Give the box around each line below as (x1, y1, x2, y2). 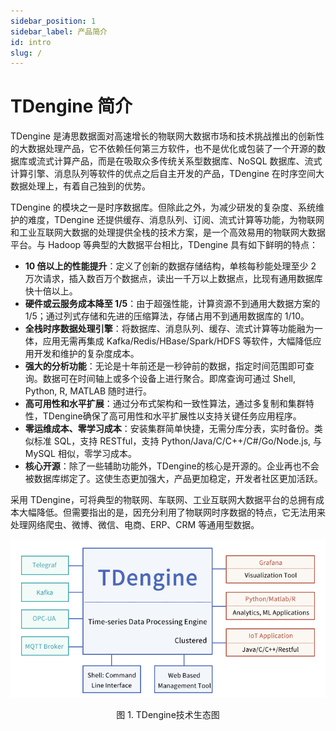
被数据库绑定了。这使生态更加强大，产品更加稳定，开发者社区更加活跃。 (24, 473, 323, 485)
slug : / (10, 48, 43, 58)
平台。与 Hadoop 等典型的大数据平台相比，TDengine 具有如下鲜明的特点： (10, 239, 318, 251)
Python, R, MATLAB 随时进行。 (24, 385, 153, 397)
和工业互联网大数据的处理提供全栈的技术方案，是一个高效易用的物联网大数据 (10, 226, 326, 239)
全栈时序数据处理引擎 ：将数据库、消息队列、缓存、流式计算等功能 (24, 323, 297, 335)
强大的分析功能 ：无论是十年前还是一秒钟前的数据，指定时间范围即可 (24, 360, 306, 372)
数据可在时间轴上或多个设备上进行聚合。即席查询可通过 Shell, (42, 373, 296, 385)
